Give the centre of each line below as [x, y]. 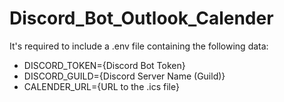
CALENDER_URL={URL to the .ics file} [101, 86]
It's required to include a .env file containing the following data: [139, 46]
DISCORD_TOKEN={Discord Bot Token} [104, 65]
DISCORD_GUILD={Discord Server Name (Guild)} [124, 76]
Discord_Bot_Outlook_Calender [141, 18]
